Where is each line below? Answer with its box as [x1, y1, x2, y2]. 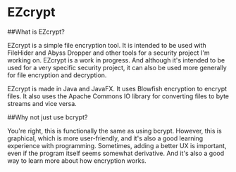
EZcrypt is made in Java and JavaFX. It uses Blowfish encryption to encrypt [7, 84, 228, 93]
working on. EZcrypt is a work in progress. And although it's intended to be [7, 55, 225, 64]
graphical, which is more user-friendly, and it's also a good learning [7, 134, 204, 143]
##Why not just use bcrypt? [7, 113, 88, 121]
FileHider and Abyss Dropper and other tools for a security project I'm [7, 48, 210, 57]
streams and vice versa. [7, 99, 77, 107]
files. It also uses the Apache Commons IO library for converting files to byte [7, 92, 230, 100]
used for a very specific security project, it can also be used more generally [7, 63, 227, 72]
